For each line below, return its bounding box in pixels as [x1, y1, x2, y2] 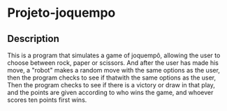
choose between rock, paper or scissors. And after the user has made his [7, 59, 219, 67]
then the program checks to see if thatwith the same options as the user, [7, 73, 217, 82]
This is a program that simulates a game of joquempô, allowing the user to [7, 51, 221, 59]
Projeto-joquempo [7, 5, 116, 21]
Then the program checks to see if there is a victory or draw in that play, [7, 81, 215, 89]
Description [7, 33, 59, 45]
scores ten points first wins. [7, 96, 87, 104]
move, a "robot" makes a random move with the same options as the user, [7, 66, 220, 74]
